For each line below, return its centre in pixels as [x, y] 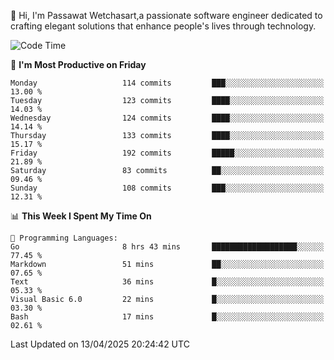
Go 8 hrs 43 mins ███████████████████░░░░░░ [167, 247]
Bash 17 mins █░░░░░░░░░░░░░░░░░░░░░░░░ [167, 317]
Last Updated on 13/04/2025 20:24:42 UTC [100, 344]
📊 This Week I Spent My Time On [81, 216]
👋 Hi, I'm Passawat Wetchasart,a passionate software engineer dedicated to [166, 15]
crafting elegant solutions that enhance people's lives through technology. [163, 26]
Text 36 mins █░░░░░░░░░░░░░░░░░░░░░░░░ [167, 282]
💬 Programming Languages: [64, 238]
